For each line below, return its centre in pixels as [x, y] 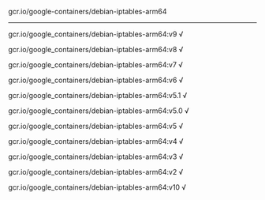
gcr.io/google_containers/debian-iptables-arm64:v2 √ [96, 172]
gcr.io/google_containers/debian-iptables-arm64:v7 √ [96, 65]
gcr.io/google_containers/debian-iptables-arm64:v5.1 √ [98, 95]
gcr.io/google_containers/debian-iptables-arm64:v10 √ [97, 187]
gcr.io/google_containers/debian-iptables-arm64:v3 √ [96, 157]
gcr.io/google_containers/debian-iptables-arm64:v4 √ [96, 141]
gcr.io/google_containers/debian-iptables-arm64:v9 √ [96, 34]
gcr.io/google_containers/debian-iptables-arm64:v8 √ [96, 49]
